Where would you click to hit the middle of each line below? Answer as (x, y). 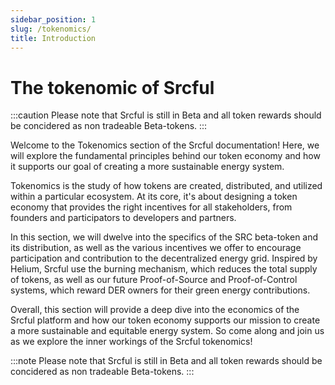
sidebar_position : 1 (53, 19)
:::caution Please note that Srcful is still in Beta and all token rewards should (166, 115)
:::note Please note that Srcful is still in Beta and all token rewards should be (166, 361)
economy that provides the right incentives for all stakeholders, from (151, 207)
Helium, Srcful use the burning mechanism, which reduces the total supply (164, 269)
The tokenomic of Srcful (112, 87)
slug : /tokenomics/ (51, 29)
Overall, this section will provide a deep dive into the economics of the (155, 310)
